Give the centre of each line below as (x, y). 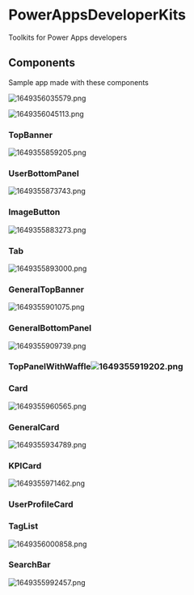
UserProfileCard (41, 504)
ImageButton (34, 212)
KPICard (25, 465)
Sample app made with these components (79, 82)
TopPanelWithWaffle (50, 366)
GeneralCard (34, 427)
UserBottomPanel (44, 173)
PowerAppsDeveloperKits (97, 15)
